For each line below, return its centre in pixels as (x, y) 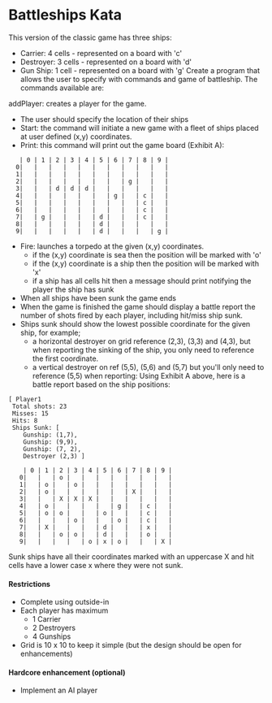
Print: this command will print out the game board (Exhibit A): (122, 145)
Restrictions (30, 584)
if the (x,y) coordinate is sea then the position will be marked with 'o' (147, 254)
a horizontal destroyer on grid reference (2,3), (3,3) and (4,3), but (141, 341)
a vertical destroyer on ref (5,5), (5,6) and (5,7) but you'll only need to (148, 367)
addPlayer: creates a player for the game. (78, 103)
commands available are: (62, 88)
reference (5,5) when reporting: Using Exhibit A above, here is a (139, 375)
